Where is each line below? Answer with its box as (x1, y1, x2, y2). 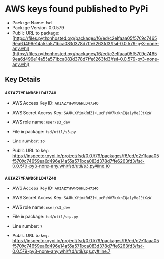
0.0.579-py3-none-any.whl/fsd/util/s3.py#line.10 (12, 163, 110, 169)
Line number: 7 (12, 223, 43, 229)
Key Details (5, 75, 41, 84)
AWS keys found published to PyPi (5, 3, 148, 15)
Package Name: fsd (12, 20, 52, 25)
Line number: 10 (12, 138, 45, 144)
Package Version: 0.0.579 (12, 24, 64, 30)
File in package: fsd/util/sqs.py (12, 213, 78, 219)
